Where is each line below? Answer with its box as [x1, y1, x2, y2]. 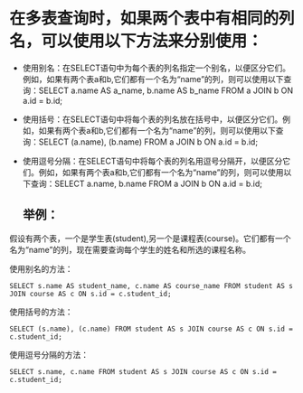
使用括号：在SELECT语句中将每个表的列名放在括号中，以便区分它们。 [22, 114, 283, 125]
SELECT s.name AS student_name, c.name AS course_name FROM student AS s [9, 281, 294, 290]
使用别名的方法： [9, 263, 73, 274]
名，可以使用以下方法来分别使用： [9, 31, 264, 51]
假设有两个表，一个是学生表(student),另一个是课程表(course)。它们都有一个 [9, 232, 291, 244]
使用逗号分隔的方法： [9, 349, 89, 360]
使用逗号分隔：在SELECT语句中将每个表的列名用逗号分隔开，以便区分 [22, 155, 283, 166]
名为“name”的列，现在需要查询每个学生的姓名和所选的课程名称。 [9, 244, 251, 255]
